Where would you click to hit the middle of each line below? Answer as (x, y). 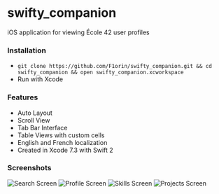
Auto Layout (35, 113)
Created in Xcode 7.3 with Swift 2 (65, 150)
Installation (27, 50)
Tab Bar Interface (42, 127)
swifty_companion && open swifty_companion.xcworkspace (100, 72)
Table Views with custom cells (61, 135)
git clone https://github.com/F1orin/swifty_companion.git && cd (114, 67)
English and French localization (62, 142)
